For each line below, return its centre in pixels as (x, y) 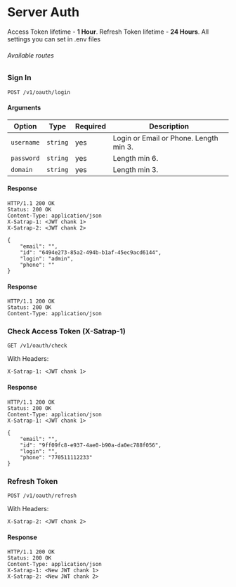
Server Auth (43, 12)
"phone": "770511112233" (56, 457)
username (25, 142)
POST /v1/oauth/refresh (42, 496)
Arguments (24, 108)
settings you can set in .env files (54, 39)
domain (22, 170)
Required (91, 126)
